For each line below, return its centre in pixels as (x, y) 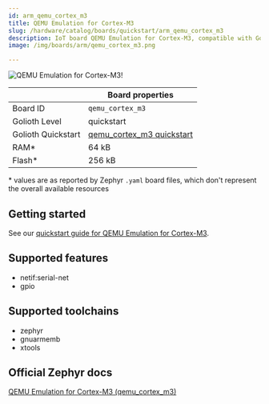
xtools (30, 347)
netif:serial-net (44, 278)
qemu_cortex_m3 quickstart (141, 134)
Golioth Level (37, 122)
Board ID (29, 109)
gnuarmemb (40, 339)
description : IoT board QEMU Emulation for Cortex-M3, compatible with (130, 38)
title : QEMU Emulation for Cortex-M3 (71, 23)
